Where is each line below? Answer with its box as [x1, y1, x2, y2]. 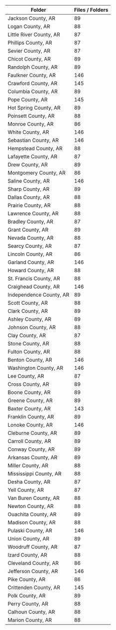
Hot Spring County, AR [7, 105, 61, 111]
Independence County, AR [7, 291, 70, 298]
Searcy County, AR [7, 243, 52, 249]
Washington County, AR [7, 365, 64, 371]
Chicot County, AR [7, 56, 51, 62]
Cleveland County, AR [7, 560, 59, 566]
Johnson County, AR [7, 324, 56, 331]
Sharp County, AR [7, 186, 50, 192]
